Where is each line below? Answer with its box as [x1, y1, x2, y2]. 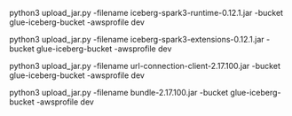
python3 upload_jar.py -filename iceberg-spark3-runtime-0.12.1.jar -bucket [9, 8, 284, 18]
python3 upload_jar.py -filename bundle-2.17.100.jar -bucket [9, 88, 229, 97]
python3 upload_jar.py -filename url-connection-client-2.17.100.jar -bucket [9, 61, 281, 71]
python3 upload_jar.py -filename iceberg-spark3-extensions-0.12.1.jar [9, 35, 264, 44]
